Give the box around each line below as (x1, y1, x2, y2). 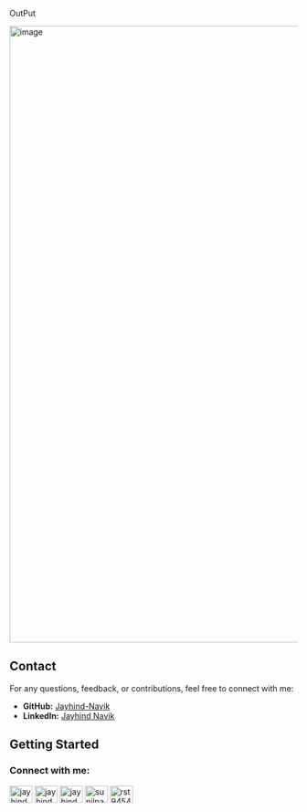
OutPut (9, 8, 37, 18)
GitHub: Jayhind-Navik (22, 701, 111, 712)
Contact (9, 659, 57, 674)
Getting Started (9, 737, 100, 753)
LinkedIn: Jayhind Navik (22, 710, 115, 721)
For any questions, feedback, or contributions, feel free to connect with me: (9, 682, 294, 693)
